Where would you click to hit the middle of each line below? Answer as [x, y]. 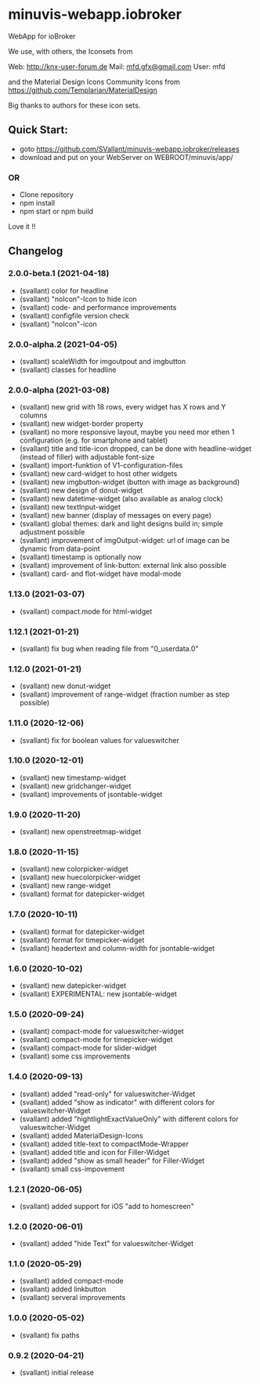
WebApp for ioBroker [42, 36]
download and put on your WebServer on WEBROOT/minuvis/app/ [126, 157]
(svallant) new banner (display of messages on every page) [115, 515]
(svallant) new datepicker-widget [73, 985]
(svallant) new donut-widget [65, 686]
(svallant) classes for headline [68, 370]
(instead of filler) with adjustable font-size [87, 457]
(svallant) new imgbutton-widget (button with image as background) [130, 482]
